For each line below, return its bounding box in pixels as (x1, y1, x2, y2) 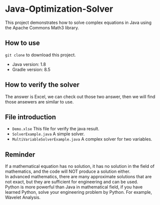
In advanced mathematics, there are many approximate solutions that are (5, 174, 152, 180)
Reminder (5, 150, 36, 159)
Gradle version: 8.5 (12, 66, 51, 72)
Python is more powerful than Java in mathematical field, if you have (5, 184, 143, 190)
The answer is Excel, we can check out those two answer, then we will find (5, 94, 156, 100)
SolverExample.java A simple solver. (12, 131, 85, 137)
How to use (5, 39, 40, 47)
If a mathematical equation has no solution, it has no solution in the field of (5, 164, 155, 169)
